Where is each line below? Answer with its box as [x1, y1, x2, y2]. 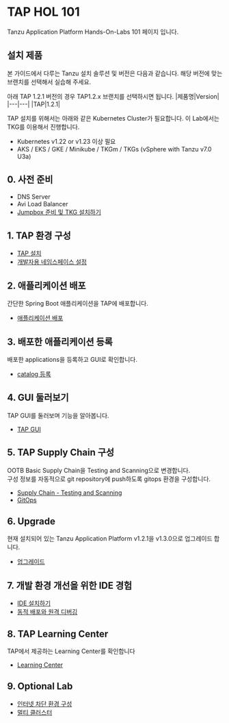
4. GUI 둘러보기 [7, 392, 70, 404]
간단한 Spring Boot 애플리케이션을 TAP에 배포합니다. [7, 299, 148, 308]
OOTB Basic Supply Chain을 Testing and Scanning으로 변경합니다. [7, 466, 191, 474]
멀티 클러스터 [16, 708, 53, 716]
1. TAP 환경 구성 [7, 230, 72, 241]
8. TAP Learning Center [7, 628, 109, 639]
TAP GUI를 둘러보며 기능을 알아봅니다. [7, 411, 109, 419]
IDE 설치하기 [16, 599, 51, 607]
